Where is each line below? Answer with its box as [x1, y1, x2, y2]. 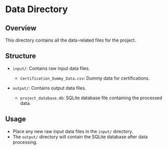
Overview [5, 24, 37, 32]
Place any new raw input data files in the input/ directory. [12, 128, 133, 134]
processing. [12, 139, 38, 145]
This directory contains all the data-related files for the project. [5, 37, 136, 43]
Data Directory [5, 4, 68, 15]
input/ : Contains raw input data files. [12, 65, 90, 71]
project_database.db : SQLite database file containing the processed [20, 95, 162, 101]
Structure [5, 52, 36, 60]
